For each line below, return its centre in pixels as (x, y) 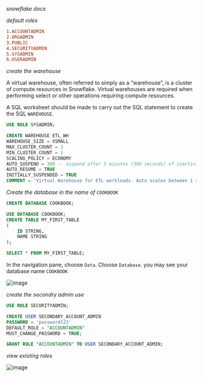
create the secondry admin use (45, 295)
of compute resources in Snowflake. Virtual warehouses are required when (99, 89)
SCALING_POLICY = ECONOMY (39, 158)
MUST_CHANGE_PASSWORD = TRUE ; (44, 333)
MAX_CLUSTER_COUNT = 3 (35, 147)
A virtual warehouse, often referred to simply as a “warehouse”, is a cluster (99, 83)
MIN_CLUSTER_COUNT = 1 (35, 153)
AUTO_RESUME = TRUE (31, 169)
